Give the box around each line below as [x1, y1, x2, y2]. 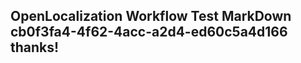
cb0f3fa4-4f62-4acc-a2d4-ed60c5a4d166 [10, 24, 288, 41]
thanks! [10, 39, 60, 56]
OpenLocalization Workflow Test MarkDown [10, 8, 292, 25]
